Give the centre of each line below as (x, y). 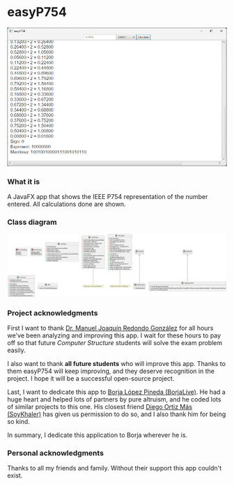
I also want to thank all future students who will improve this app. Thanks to (117, 363)
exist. (15, 476)
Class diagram (32, 222)
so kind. (18, 421)
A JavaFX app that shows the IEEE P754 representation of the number (108, 197)
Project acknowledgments (53, 312)
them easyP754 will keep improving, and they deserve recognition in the (111, 371)
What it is (24, 182)
